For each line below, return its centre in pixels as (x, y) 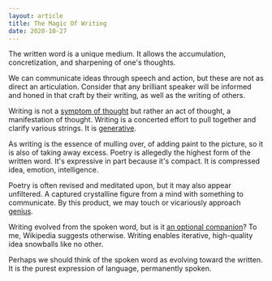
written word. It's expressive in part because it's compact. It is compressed (134, 161)
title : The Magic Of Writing (58, 23)
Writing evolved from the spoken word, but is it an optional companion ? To (133, 227)
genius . (21, 211)
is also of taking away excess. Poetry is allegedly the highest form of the (130, 153)
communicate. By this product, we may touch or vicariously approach (125, 202)
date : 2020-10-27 (38, 31)
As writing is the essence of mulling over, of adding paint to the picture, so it (136, 144)
